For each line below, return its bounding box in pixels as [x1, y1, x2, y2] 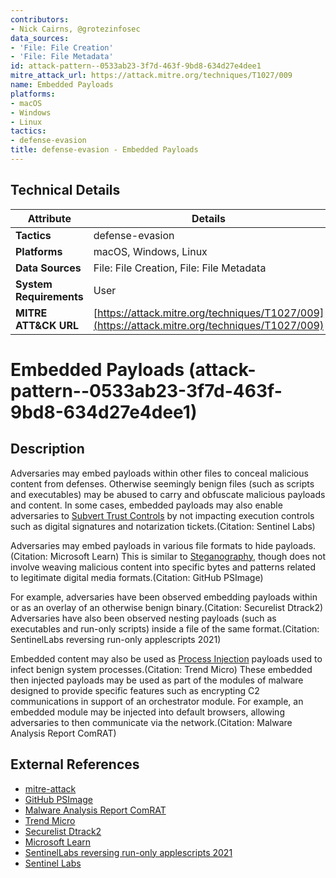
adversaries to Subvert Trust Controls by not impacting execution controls [10, 509, 315, 521]
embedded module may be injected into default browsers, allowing [10, 706, 285, 718]
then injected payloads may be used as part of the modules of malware [10, 674, 304, 686]
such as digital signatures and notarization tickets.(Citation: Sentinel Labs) [10, 520, 316, 532]
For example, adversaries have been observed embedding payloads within [10, 591, 318, 603]
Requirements [15, 289, 84, 303]
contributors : [10, 14, 70, 25]
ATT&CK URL [15, 318, 79, 332]
